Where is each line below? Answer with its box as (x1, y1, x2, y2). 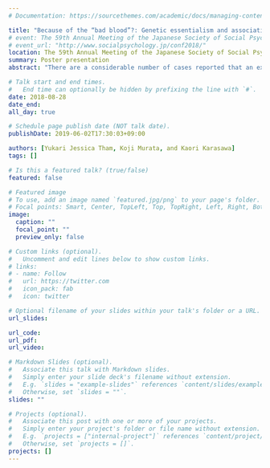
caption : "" (15, 218, 56, 226)
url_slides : (8, 314, 48, 322)
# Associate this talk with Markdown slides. (8, 366, 171, 374)
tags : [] (8, 152, 38, 160)
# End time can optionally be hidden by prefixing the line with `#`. (8, 85, 257, 93)
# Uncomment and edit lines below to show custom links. (8, 254, 211, 263)
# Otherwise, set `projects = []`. (8, 440, 135, 448)
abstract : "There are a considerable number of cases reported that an (8, 63, 253, 72)
